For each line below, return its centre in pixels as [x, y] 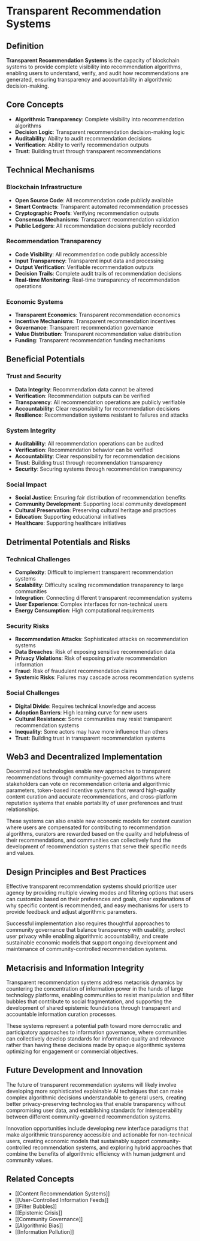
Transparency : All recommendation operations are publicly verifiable [100, 402]
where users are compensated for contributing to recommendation [88, 827]
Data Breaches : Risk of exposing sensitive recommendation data [95, 652]
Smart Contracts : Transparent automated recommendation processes [101, 207]
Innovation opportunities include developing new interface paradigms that [97, 1128]
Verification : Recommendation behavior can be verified [84, 450]
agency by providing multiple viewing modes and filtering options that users [100, 893]
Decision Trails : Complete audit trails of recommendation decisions [98, 273]
